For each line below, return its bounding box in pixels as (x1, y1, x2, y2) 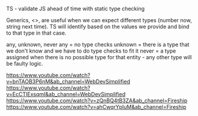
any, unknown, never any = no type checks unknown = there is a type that (6, 41, 190, 48)
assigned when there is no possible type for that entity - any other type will (6, 54, 192, 60)
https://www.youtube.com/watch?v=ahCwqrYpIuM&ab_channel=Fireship (6, 103, 187, 110)
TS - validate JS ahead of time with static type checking (6, 5, 145, 12)
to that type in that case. (6, 29, 67, 36)
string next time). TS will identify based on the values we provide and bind (6, 23, 190, 30)
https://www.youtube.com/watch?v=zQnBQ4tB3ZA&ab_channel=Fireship (6, 97, 188, 104)
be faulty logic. (6, 60, 43, 67)
